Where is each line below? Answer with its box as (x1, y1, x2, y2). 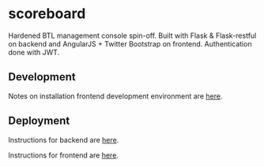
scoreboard (8, 5, 86, 23)
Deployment (8, 114, 70, 128)
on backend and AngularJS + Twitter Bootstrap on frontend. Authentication (8, 39, 252, 48)
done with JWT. (8, 47, 60, 57)
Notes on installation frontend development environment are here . (8, 91, 223, 101)
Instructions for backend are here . (8, 135, 119, 144)
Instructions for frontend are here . (8, 150, 119, 160)
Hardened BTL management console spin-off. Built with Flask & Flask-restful (8, 31, 257, 40)
